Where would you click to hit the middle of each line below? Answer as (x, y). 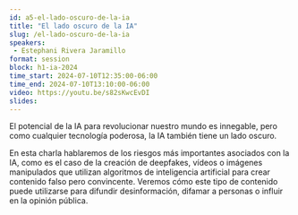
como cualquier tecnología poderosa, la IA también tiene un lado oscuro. (143, 136)
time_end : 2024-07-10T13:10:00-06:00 (80, 84)
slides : (24, 101)
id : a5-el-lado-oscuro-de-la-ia (69, 17)
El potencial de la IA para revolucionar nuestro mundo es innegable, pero (143, 126)
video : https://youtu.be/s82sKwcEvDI (80, 92)
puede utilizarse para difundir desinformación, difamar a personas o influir (146, 191)
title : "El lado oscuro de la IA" (74, 26)
